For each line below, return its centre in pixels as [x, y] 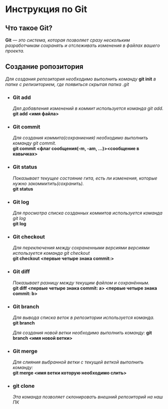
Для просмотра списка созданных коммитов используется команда [88, 213]
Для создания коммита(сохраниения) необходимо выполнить [80, 138]
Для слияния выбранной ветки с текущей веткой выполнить [78, 362]
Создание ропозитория [44, 67]
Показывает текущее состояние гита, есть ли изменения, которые [85, 178]
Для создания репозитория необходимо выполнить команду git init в [81, 79]
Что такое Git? [29, 28]
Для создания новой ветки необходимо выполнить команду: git [82, 333]
